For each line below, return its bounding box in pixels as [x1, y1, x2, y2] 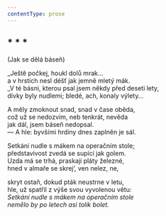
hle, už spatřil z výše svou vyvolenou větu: [7, 186, 132, 194]
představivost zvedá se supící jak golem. [7, 149, 126, 158]
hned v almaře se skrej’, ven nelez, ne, [7, 164, 119, 173]
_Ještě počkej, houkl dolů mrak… [7, 69, 104, 78]
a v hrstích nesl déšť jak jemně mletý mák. [7, 76, 131, 85]
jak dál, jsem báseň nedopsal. [7, 120, 94, 129]
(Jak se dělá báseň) [7, 55, 65, 64]
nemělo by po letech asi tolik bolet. [7, 200, 110, 209]
